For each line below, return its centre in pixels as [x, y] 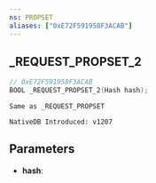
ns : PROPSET [31, 17]
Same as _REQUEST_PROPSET [57, 107]
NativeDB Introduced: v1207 [61, 122]
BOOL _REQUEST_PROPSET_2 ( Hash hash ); [79, 91]
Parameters [42, 149]
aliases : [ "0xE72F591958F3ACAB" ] [71, 26]
